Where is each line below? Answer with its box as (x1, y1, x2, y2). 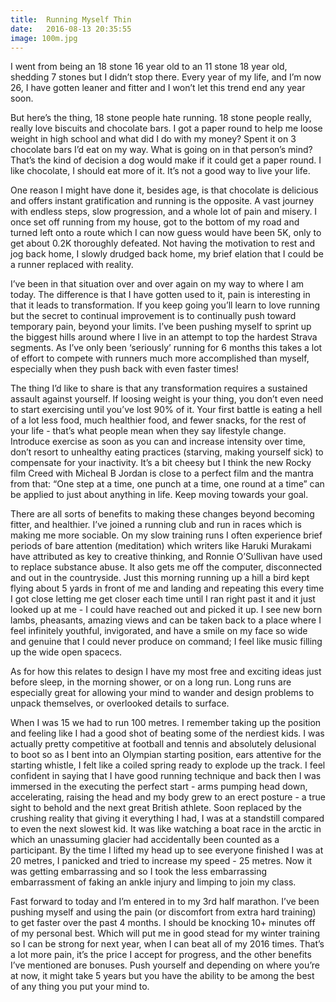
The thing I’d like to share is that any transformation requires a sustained (10, 382, 308, 395)
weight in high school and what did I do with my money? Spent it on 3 (10, 133, 297, 145)
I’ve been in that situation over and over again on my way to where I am (10, 278, 305, 290)
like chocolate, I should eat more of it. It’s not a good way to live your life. (10, 165, 311, 177)
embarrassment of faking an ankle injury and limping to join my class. (10, 876, 297, 888)
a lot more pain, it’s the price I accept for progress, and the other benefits (10, 949, 312, 961)
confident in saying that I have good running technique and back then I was (10, 770, 322, 782)
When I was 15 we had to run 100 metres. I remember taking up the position (10, 717, 322, 729)
